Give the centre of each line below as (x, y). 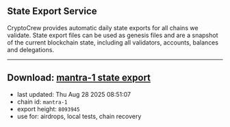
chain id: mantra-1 (42, 102)
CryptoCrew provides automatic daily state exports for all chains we (103, 27)
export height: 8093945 (48, 108)
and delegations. (31, 49)
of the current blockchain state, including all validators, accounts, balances (113, 42)
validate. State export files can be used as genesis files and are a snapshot (113, 35)
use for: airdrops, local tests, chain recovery (79, 116)
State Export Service (52, 11)
